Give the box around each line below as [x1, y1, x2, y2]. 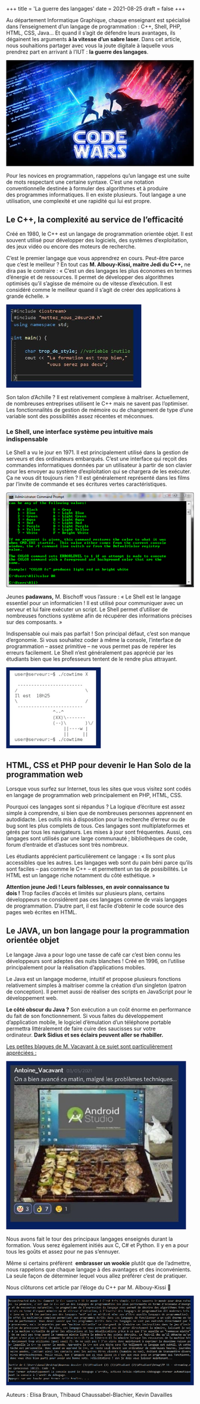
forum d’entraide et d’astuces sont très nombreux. [6, 841, 129, 848]
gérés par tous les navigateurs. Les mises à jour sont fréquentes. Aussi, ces [6, 829, 192, 836]
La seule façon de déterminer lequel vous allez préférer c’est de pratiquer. [6, 1272, 187, 1279]
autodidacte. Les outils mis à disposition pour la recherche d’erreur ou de [6, 816, 186, 823]
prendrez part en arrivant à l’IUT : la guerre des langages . [6, 48, 149, 55]
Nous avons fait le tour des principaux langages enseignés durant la [6, 1235, 173, 1242]
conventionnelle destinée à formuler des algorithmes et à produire [6, 184, 168, 192]
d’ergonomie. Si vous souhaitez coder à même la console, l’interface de [6, 637, 182, 644]
